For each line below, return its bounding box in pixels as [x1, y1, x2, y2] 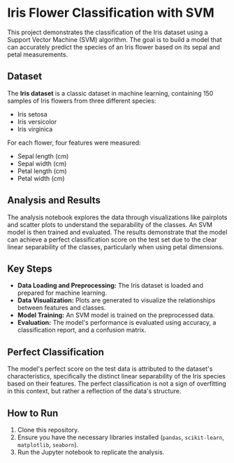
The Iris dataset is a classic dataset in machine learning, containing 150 [7, 89, 214, 97]
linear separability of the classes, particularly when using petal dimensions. [7, 242, 224, 251]
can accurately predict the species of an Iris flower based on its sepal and [7, 43, 220, 51]
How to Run [7, 407, 59, 419]
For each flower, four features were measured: [7, 138, 141, 147]
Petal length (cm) [17, 166, 68, 175]
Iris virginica [17, 124, 53, 133]
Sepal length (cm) [17, 152, 69, 160]
